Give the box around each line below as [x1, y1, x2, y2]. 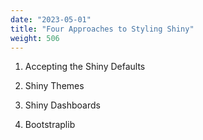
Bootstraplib [24, 119, 76, 131]
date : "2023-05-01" [10, 14, 92, 25]
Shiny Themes [24, 80, 85, 92]
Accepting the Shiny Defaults [24, 61, 146, 73]
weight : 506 [10, 33, 60, 43]
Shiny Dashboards [24, 99, 101, 111]
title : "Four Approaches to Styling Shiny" [10, 24, 195, 34]
